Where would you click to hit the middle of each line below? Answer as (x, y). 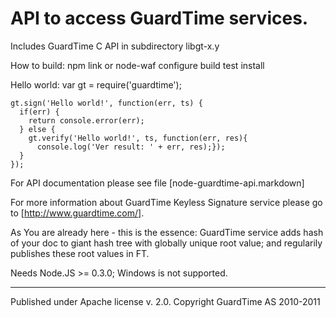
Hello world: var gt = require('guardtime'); (96, 84)
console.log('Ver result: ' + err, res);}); (131, 147)
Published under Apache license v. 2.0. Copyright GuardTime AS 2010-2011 (165, 301)
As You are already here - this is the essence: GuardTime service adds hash (167, 232)
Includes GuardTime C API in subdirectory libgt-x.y (115, 46)
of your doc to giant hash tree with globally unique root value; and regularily (166, 243)
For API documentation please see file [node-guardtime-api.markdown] (157, 183)
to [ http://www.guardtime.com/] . (77, 213)
